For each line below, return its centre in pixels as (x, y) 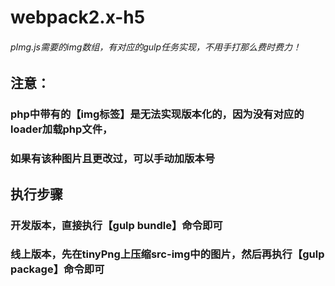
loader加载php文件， (61, 129)
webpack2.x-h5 (78, 17)
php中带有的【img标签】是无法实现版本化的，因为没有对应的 (157, 114)
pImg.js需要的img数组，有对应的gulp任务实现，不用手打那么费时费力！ (156, 47)
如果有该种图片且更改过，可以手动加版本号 (113, 159)
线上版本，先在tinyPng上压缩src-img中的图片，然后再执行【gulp (167, 254)
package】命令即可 (57, 269)
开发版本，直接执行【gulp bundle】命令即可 (116, 225)
